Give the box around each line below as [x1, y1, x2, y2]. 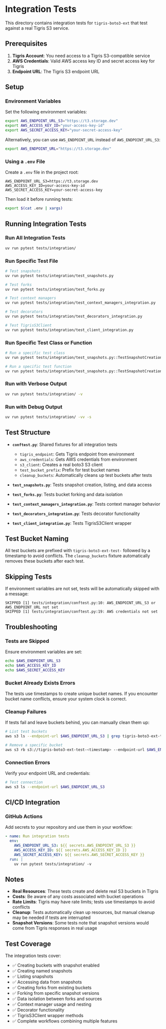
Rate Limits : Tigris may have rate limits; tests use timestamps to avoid [12, 899, 155, 905]
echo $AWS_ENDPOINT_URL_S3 [5, 658, 61, 663]
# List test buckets [5, 729, 48, 734]
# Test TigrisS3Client [5, 323, 52, 328]
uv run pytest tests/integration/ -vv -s [5, 414, 92, 419]
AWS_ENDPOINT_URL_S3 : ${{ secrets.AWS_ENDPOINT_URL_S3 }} [14, 843, 136, 848]
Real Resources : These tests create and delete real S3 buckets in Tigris [12, 888, 159, 894]
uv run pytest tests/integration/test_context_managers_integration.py [5, 300, 156, 305]
